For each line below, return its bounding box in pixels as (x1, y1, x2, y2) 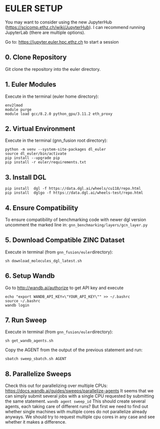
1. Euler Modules (5, 80, 56, 89)
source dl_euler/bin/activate (5, 151, 67, 157)
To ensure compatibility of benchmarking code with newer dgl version (5, 217, 146, 223)
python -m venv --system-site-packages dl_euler (5, 147, 106, 152)
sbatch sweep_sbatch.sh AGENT (5, 357, 67, 361)
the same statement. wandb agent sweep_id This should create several (5, 398, 146, 404)
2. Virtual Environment (5, 124, 75, 133)
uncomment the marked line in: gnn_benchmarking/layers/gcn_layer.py (5, 222, 148, 227)
